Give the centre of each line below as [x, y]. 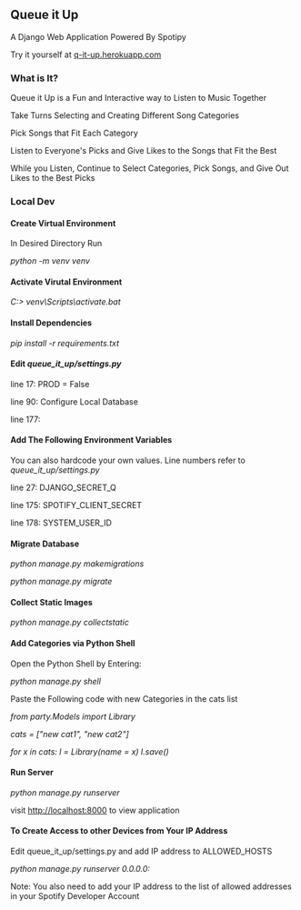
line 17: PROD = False [50, 384]
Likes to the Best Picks [53, 178]
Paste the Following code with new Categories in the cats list [124, 698]
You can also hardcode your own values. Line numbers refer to [128, 460]
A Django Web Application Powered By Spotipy [99, 36]
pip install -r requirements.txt [65, 343]
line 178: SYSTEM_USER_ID [61, 523]
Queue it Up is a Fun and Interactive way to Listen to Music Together [139, 98]
